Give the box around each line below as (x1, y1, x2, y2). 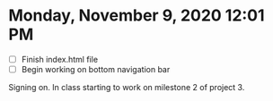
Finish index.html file (21, 54, 99, 64)
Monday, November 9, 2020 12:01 (8, 5, 266, 26)
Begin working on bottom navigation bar (21, 64, 171, 74)
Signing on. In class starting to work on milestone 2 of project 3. (8, 82, 245, 93)
